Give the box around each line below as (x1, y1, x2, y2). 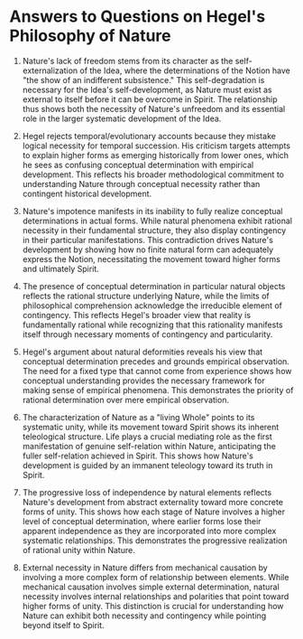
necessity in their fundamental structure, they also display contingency (22, 224, 287, 236)
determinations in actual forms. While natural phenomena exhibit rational (22, 215, 293, 226)
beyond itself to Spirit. (22, 619, 106, 630)
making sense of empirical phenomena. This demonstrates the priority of (22, 384, 294, 395)
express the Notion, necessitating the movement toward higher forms (22, 253, 281, 264)
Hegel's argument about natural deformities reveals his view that (22, 346, 263, 357)
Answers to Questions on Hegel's (9, 6, 266, 27)
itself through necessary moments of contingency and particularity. (22, 328, 273, 340)
